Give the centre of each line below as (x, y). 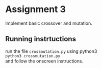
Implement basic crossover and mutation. (49, 23)
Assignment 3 (36, 9)
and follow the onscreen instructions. (44, 61)
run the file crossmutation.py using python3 (51, 51)
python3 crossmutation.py (33, 56)
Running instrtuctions (41, 39)
